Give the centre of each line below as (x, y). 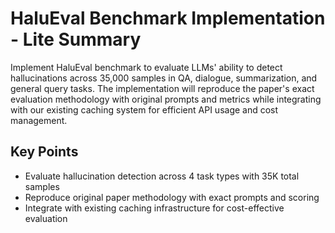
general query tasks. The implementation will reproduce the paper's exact (162, 88)
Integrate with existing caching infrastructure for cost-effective (154, 208)
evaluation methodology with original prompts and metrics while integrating (166, 99)
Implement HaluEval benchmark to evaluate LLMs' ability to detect (146, 67)
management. (39, 120)
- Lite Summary (76, 39)
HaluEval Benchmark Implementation (168, 18)
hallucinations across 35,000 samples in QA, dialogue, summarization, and (164, 78)
